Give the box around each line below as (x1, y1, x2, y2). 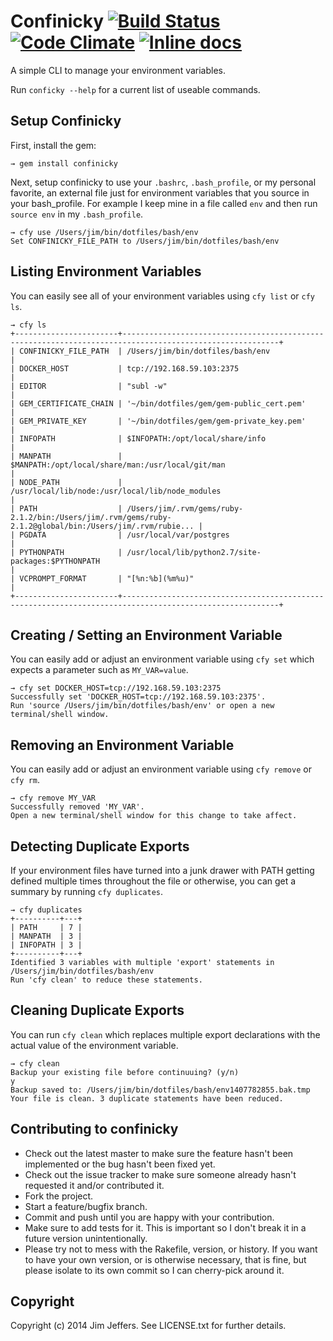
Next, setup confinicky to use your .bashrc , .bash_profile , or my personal (10, 176, 317, 188)
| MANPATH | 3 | (10, 931, 83, 941)
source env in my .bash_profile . (10, 208, 144, 220)
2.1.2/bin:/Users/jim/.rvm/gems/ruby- (10, 512, 172, 522)
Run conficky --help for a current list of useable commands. (10, 83, 261, 95)
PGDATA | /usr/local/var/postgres (19, 530, 230, 540)
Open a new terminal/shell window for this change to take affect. (10, 811, 298, 821)
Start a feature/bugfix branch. (24, 1200, 148, 1212)
